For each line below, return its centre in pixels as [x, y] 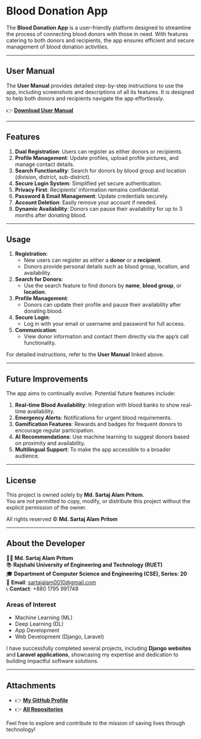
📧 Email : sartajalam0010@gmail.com [51, 582]
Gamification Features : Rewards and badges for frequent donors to [98, 424]
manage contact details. [45, 164]
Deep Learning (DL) [39, 624]
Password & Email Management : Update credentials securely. [92, 196]
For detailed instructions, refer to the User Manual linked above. [85, 355]
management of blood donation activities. [57, 47]
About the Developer [46, 543]
